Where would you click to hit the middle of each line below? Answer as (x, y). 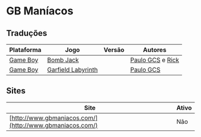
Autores (154, 50)
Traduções (27, 33)
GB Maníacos (40, 11)
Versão (114, 50)
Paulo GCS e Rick (155, 60)
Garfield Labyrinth (72, 70)
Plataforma (25, 50)
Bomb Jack (63, 60)
